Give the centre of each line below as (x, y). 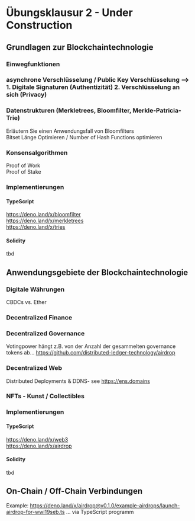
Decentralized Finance (39, 317)
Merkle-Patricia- (157, 111)
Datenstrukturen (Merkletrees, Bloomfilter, (69, 111)
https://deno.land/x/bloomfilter (43, 215)
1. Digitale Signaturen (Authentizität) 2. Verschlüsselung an (93, 87)
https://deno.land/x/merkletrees (45, 221)
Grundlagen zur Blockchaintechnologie (80, 47)
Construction (39, 25)
